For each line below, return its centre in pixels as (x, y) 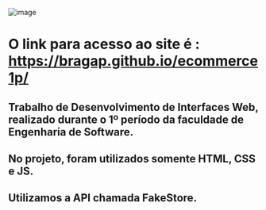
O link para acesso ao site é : (104, 44)
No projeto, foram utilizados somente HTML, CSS (132, 158)
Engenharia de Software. (71, 132)
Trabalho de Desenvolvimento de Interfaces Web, (133, 107)
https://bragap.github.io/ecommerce (133, 61)
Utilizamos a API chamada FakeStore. (102, 198)
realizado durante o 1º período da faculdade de (126, 119)
